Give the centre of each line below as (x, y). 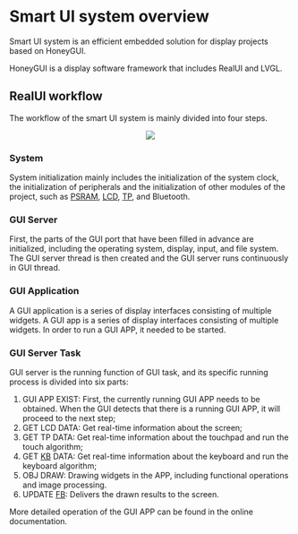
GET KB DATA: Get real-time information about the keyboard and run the (155, 456)
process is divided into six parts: (69, 382)
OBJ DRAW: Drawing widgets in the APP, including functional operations (155, 475)
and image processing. (64, 485)
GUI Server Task (45, 353)
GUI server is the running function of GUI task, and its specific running (139, 372)
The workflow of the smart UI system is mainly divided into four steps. (139, 117)
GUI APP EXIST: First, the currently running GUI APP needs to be (141, 399)
